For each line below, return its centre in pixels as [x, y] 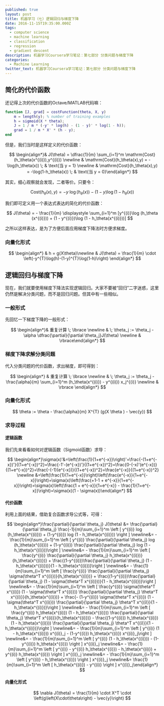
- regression [23, 46]
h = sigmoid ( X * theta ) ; [39, 121]
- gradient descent [29, 50]
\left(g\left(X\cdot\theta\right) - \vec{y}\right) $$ [82, 698]
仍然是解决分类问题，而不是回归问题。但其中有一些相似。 [63, 294]
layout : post [18, 14]
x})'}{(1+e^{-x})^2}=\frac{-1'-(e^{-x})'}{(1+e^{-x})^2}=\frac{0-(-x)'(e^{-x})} [82, 464]
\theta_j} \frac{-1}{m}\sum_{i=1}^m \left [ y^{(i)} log [91, 529]
